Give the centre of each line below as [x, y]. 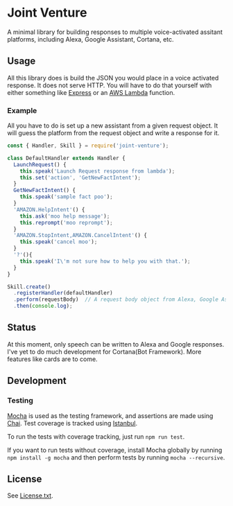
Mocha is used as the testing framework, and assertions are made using [110, 416]
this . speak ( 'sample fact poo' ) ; [66, 197]
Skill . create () [29, 287]
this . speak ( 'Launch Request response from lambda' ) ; [97, 171]
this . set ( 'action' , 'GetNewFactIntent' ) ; [80, 177]
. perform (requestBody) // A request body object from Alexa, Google [116, 299]
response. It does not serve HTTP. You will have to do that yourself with [110, 85]
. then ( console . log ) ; [43, 306]
